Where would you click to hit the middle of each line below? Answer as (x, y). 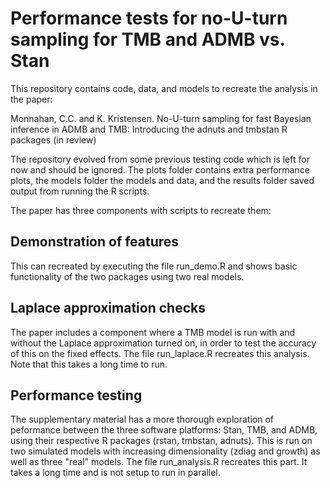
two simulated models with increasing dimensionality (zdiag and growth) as (165, 451)
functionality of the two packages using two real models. (127, 276)
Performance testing (76, 395)
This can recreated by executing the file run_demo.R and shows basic (154, 266)
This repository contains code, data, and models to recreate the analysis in (164, 88)
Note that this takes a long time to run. (89, 364)
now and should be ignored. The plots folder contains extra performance (160, 169)
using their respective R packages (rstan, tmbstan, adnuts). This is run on (161, 441)
